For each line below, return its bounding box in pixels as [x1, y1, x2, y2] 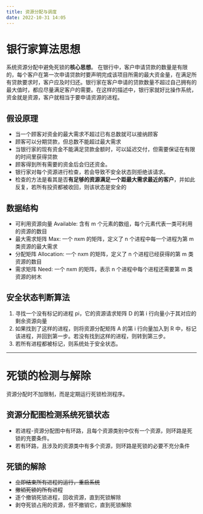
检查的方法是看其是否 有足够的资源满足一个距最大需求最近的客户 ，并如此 [14, 176, 195, 183]
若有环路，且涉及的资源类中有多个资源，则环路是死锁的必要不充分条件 [14, 442, 190, 449]
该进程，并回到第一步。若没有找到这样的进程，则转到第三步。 [14, 332, 169, 340]
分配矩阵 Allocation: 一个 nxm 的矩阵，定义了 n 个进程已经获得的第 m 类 [14, 251, 194, 258]
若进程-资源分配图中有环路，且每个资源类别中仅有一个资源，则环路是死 [14, 427, 193, 434]
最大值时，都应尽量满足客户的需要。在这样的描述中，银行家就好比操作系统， [6, 86, 197, 94]
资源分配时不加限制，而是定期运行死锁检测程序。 [6, 390, 128, 397]
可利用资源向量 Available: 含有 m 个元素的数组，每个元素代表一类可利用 [14, 220, 193, 228]
